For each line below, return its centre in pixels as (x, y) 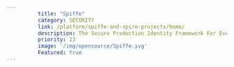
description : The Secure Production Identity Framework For (127, 33)
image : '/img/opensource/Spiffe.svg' (93, 46)
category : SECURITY (66, 20)
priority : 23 (57, 40)
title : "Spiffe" (61, 14)
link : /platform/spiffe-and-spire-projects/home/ (111, 27)
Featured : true (59, 53)
